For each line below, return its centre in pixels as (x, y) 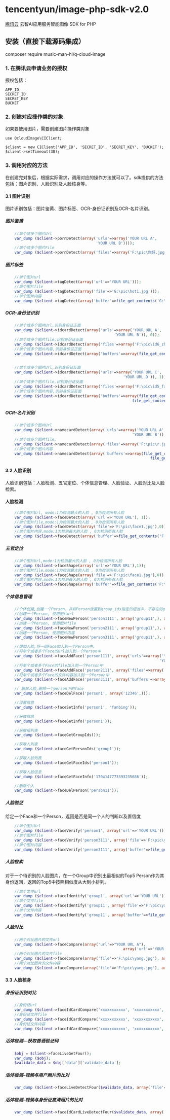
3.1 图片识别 (18, 196)
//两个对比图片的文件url (37, 939)
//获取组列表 (26, 730)
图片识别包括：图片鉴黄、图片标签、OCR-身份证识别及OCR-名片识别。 (79, 208)
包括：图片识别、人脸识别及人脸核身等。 (47, 184)
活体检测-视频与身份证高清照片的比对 (44, 1100)
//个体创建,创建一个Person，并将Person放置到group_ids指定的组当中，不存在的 (89, 609)
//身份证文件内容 (30, 1024)
